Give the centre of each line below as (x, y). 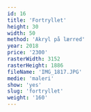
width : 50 (22, 33)
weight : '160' (28, 98)
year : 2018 (23, 46)
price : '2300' (28, 53)
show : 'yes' (24, 85)
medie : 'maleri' (31, 78)
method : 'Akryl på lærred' (46, 40)
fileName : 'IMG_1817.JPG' (44, 72)
